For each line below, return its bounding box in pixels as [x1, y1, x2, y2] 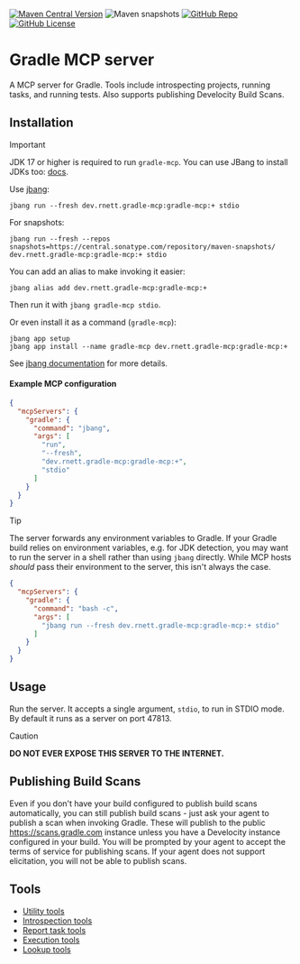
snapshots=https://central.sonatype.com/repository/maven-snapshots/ [9, 242, 277, 252]
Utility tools [22, 905, 65, 916]
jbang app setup [9, 334, 70, 343]
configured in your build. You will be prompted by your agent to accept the [9, 836, 286, 847]
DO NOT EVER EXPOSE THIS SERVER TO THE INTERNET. [9, 748, 224, 758]
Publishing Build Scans [9, 774, 141, 789]
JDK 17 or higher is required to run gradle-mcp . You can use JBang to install [9, 156, 288, 167]
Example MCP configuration [9, 379, 117, 390]
